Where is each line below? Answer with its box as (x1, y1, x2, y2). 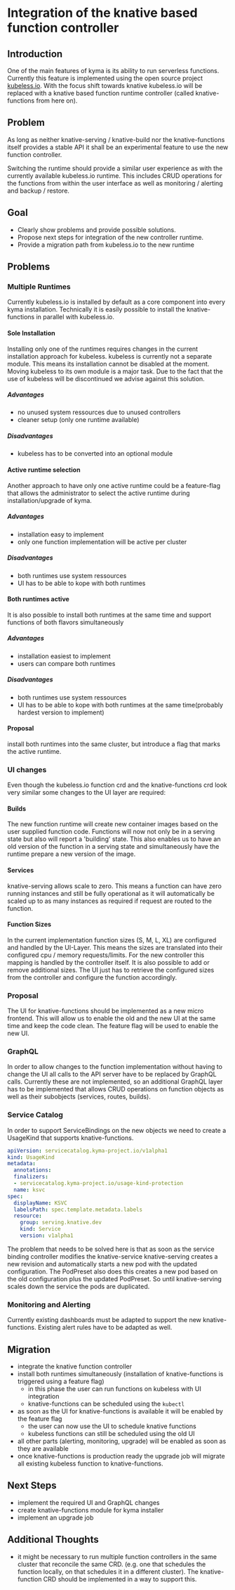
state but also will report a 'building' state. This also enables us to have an (7, 835, 221, 843)
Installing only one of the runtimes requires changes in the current (7, 345, 199, 353)
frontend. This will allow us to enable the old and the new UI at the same (7, 1014, 216, 1022)
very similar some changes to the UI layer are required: (7, 788, 166, 797)
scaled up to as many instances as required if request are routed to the (7, 897, 213, 905)
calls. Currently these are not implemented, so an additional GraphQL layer (7, 1077, 223, 1086)
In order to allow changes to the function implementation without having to (7, 1063, 223, 1071)
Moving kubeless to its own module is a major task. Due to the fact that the (7, 367, 223, 376)
